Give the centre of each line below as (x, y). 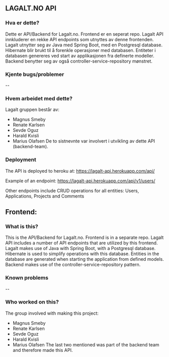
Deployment (21, 160)
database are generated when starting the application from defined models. (85, 259)
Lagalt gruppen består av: (32, 109)
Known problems (27, 278)
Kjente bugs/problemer (35, 74)
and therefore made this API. (43, 350)
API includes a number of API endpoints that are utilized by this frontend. (81, 243)
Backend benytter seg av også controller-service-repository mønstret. (79, 61)
